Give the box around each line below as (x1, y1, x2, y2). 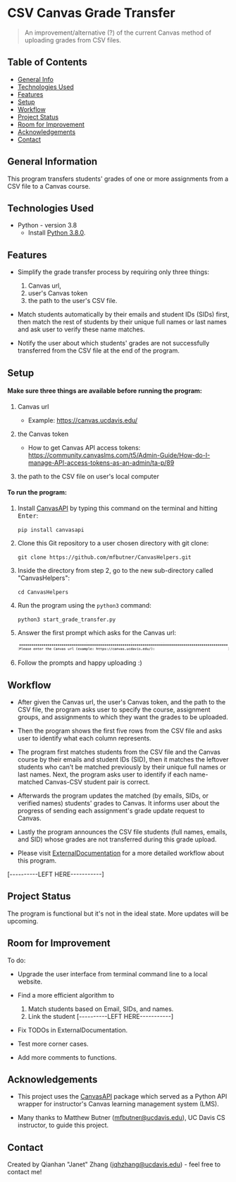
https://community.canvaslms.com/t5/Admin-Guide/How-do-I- (27, 451, 211, 459)
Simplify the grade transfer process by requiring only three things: (17, 268, 210, 276)
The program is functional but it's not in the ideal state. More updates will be (7, 909, 229, 918)
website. (17, 977, 43, 986)
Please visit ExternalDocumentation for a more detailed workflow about (17, 849, 225, 857)
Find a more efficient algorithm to (17, 991, 115, 999)
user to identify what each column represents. (17, 733, 151, 743)
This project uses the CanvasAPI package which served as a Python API (17, 1092, 228, 1101)
